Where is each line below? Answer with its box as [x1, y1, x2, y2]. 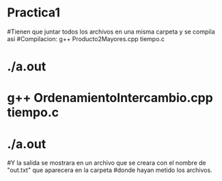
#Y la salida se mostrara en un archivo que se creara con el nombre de [7, 159, 206, 167]
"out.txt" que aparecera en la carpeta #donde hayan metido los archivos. [7, 166, 213, 174]
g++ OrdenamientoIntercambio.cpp [7, 90, 213, 106]
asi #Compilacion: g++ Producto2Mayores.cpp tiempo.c [7, 34, 165, 43]
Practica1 [7, 5, 60, 21]
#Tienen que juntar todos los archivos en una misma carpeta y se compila [7, 27, 215, 36]
